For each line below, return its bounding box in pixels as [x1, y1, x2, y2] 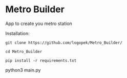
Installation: [5, 30, 30, 36]
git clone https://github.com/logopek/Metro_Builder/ [5, 40, 123, 45]
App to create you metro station [5, 20, 73, 27]
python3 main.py [5, 67, 41, 73]
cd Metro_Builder [5, 49, 43, 54]
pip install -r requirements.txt [5, 58, 77, 63]
